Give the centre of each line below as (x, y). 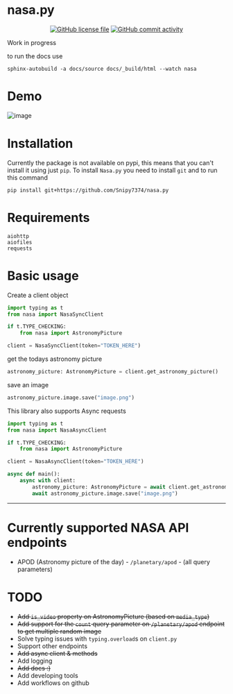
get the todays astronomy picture (55, 359)
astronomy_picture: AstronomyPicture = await (99, 487)
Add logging (35, 661)
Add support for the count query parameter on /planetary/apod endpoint (121, 624)
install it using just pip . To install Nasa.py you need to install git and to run (112, 170)
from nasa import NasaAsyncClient (57, 430)
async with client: (48, 481)
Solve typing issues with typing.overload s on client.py (97, 638)
